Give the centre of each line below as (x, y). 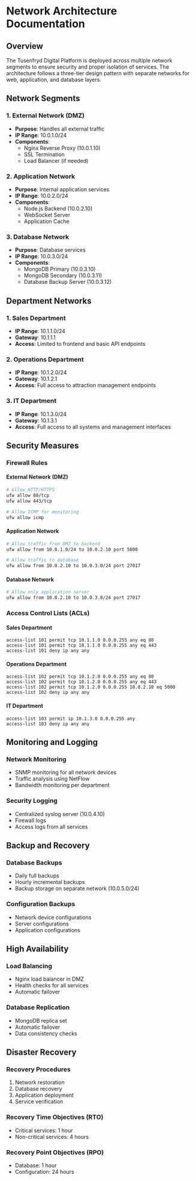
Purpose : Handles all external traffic (60, 129)
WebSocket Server (47, 215)
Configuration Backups (41, 904)
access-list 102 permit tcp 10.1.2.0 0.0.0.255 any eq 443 (82, 682)
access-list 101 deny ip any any (48, 651)
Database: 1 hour (36, 1165)
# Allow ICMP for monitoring (43, 512)
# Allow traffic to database (43, 560)
